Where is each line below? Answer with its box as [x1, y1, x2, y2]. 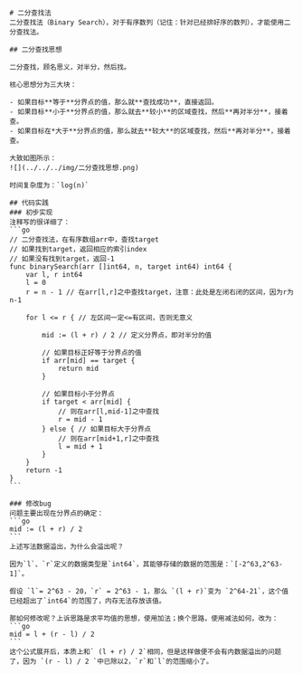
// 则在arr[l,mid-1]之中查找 [57, 407, 160, 416]
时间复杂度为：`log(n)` [9, 181, 90, 190]
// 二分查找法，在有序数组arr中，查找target [9, 235, 160, 244]
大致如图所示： [9, 154, 57, 163]
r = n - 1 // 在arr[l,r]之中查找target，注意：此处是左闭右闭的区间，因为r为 [25, 288, 294, 297]
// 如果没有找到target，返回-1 [9, 254, 115, 263]
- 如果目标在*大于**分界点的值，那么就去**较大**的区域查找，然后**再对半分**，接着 [9, 127, 291, 136]
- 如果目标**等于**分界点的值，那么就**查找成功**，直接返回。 [9, 98, 219, 107]
